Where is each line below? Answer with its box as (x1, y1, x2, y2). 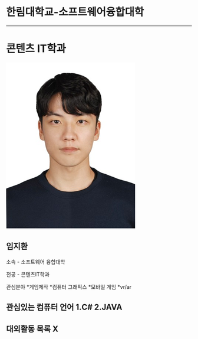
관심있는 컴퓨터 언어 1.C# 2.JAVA (6, 302, 123, 312)
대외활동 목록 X (6, 324, 59, 334)
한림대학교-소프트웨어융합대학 (6, 5, 144, 19)
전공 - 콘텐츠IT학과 (6, 270, 50, 278)
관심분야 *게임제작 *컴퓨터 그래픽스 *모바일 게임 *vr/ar (6, 283, 132, 290)
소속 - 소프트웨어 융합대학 (6, 258, 65, 265)
